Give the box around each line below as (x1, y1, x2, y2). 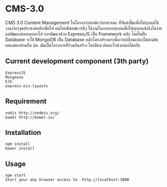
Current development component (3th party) (5, 57, 149, 66)
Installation (5, 128, 41, 137)
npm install (5, 141, 30, 147)
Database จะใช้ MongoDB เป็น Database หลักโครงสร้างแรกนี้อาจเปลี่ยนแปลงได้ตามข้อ (5, 36, 158, 43)
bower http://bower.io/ (5, 115, 55, 120)
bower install (5, 146, 35, 151)
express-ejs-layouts (5, 83, 49, 88)
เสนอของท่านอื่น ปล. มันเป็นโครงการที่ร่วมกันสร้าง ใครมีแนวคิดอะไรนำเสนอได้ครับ (5, 42, 140, 48)
